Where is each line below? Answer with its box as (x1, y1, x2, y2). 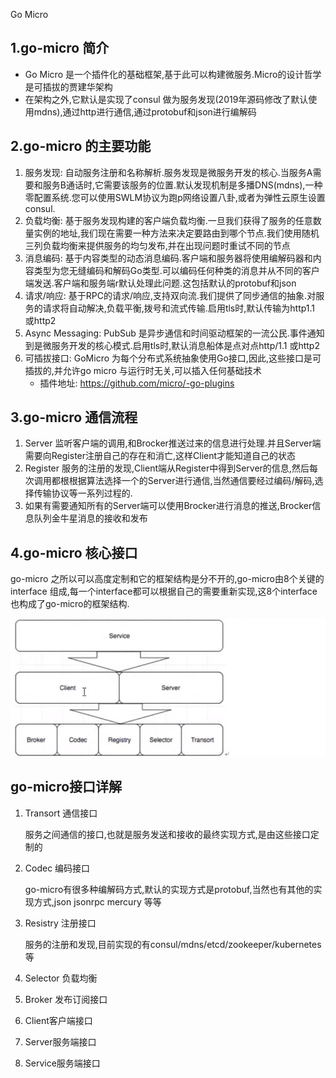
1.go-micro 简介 (10, 40, 110, 57)
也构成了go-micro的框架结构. (10, 598, 130, 610)
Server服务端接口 (24, 1035, 97, 1048)
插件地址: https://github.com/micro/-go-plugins (39, 377, 235, 389)
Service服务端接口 (24, 1057, 101, 1069)
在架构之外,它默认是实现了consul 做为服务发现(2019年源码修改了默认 (24, 93, 309, 105)
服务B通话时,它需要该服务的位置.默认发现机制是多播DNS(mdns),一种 (42, 179, 323, 191)
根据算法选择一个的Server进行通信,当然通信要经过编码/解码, (68, 475, 315, 487)
